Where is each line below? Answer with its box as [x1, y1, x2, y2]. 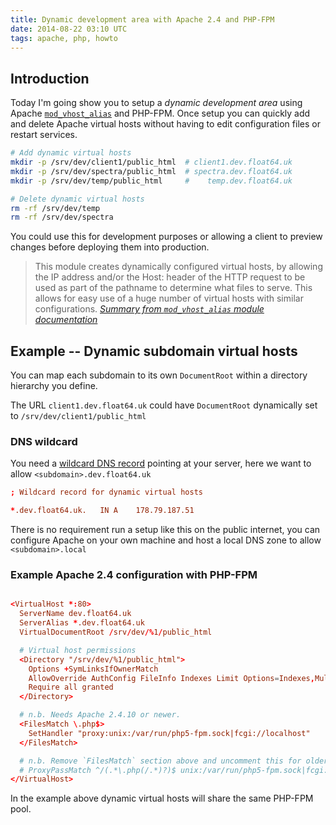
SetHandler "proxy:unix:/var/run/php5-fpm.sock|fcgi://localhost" [28, 728, 311, 738]
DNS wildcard [10, 435, 78, 449]
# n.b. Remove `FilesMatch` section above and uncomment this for [19, 756, 302, 766]
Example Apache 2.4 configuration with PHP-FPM [10, 568, 258, 582]
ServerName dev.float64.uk [19, 609, 132, 619]
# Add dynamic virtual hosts [10, 148, 132, 158]
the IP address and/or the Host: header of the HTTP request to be [34, 271, 306, 283]
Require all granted [28, 682, 114, 693]
